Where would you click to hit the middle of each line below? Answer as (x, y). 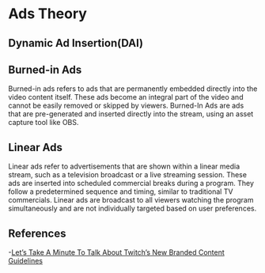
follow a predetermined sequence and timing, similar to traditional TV (121, 191)
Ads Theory (47, 14)
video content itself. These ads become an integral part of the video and (126, 97)
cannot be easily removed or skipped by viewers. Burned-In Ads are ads (126, 106)
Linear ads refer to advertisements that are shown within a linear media (124, 166)
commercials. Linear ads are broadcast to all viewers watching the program (131, 200)
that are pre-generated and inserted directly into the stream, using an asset (131, 114)
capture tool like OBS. (44, 123)
